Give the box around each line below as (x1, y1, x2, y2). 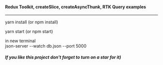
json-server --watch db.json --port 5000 (5, 43, 86, 49)
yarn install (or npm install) (5, 19, 58, 25)
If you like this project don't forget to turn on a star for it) (5, 54, 121, 60)
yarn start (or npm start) (5, 29, 53, 34)
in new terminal (5, 38, 36, 44)
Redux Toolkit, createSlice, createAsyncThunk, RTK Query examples (5, 4, 147, 10)
